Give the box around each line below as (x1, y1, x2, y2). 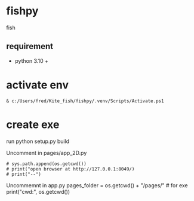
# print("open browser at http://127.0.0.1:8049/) (6, 166, 135, 172)
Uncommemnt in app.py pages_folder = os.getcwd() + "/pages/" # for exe (6, 181, 188, 189)
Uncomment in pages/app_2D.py (6, 149, 87, 156)
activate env (6, 78, 69, 92)
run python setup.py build (6, 138, 70, 145)
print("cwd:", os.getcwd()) (6, 188, 70, 195)
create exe (6, 118, 60, 131)
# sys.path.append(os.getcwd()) (6, 160, 87, 167)
